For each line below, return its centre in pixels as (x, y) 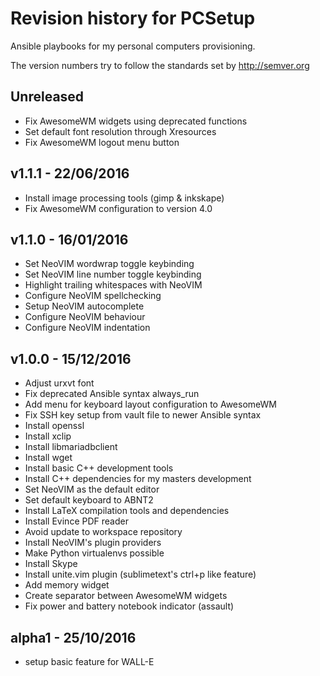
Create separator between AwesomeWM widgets (126, 596)
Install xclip (48, 436)
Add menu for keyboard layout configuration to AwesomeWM (150, 404)
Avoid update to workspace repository (103, 532)
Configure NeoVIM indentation (87, 328)
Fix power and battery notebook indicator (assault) (129, 606)
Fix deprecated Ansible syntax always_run (112, 394)
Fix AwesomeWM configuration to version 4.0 (118, 208)
